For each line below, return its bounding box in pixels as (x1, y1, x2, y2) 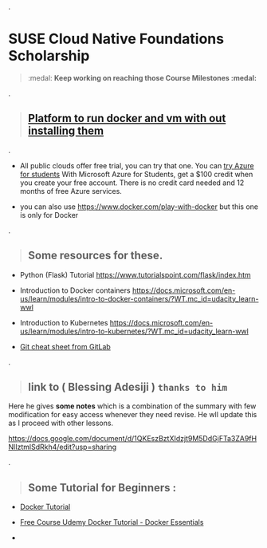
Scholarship (8, 47, 90, 65)
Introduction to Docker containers (19, 286, 131, 295)
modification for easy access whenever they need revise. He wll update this (8, 410, 257, 420)
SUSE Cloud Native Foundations (8, 30, 225, 48)
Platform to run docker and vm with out (27, 112, 226, 125)
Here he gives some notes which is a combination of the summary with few (8, 401, 257, 411)
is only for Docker (19, 210, 79, 219)
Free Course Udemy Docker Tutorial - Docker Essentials (19, 518, 204, 527)
